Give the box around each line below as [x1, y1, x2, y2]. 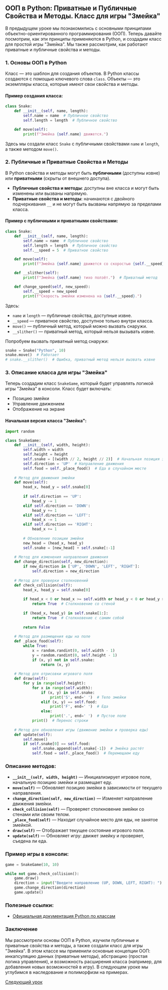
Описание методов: [5, 762, 56, 769]
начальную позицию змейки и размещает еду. [12, 780, 112, 786]
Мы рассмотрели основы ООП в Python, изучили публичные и [5, 937, 139, 943]
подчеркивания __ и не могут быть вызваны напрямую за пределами [12, 201, 161, 207]
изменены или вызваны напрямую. [12, 190, 88, 196]
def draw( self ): [14, 676, 48, 681]
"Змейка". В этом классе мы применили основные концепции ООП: [5, 948, 150, 954]
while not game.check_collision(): [5, 871, 79, 876]
